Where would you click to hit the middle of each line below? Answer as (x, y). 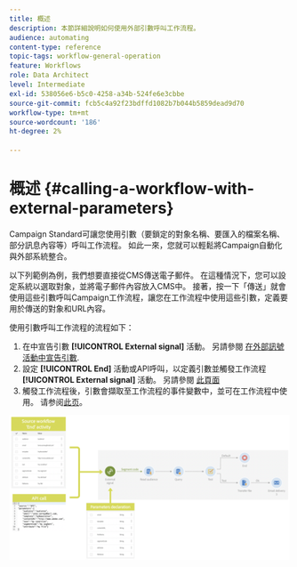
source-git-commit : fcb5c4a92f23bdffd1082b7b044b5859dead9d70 (127, 103)
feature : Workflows (45, 66)
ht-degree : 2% (36, 132)
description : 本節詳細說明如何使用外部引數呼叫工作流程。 (104, 28)
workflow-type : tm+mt (49, 113)
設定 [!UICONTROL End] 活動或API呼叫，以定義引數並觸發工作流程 (144, 369)
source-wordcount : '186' (55, 122)
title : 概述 (30, 19)
